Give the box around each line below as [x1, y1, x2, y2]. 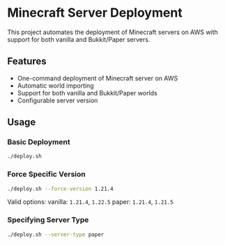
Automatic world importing [17, 81, 94, 90]
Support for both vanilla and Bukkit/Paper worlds [17, 88, 158, 97]
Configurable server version [17, 96, 98, 104]
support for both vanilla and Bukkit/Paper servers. [7, 35, 150, 43]
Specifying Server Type [7, 215, 89, 225]
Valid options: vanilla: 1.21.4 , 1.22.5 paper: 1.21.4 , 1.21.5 [7, 198, 174, 206]
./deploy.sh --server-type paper [7, 231, 104, 238]
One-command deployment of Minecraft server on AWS [17, 74, 178, 82]
